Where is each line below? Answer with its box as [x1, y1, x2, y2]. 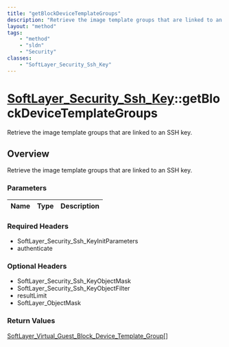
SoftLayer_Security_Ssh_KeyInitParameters [16, 236, 138, 245]
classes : [7, 55, 32, 62]
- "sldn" [19, 42, 45, 49]
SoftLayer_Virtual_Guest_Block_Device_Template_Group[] [7, 331, 168, 340]
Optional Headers [7, 261, 67, 271]
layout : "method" [7, 23, 57, 30]
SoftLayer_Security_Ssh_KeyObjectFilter [16, 284, 130, 293]
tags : [7, 29, 23, 36]
